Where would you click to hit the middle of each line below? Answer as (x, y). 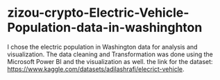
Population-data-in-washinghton (105, 27)
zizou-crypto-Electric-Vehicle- (98, 13)
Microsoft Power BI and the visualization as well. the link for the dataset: (110, 61)
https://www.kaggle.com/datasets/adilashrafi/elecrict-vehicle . (96, 69)
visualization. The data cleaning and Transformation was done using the (110, 54)
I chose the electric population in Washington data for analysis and (102, 47)
